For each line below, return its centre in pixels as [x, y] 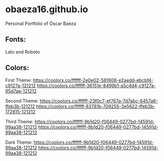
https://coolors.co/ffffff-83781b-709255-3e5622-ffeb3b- [95, 106]
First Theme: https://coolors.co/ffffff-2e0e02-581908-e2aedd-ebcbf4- [79, 80]
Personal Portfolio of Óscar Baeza [41, 23]
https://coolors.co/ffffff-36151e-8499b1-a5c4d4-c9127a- [97, 86]
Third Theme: [20, 121]
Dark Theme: [19, 142]
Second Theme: [22, 101]
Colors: [17, 68]
